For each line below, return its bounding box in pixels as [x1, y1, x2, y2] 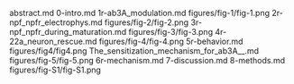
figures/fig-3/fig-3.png [128, 27, 214, 37]
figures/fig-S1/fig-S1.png [9, 64, 102, 75]
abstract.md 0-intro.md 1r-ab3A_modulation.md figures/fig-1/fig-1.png [9, 8, 271, 18]
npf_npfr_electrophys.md [9, 17, 103, 28]
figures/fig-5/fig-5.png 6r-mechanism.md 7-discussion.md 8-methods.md [9, 55, 286, 65]
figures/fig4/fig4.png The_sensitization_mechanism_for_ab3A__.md [9, 46, 260, 56]
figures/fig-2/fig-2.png [104, 17, 189, 28]
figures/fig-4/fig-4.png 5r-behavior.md [98, 36, 243, 46]
